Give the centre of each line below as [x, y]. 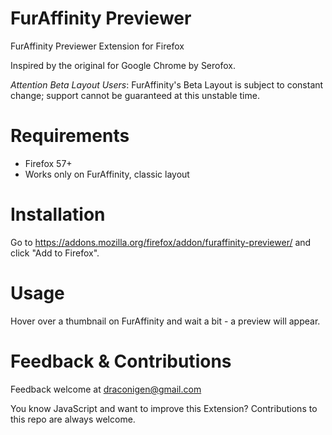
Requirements [70, 136]
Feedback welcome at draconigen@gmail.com [106, 389]
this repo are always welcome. [73, 419]
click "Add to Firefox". [55, 253]
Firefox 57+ [48, 163]
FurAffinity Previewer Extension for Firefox [97, 46]
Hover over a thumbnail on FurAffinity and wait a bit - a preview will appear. [165, 321]
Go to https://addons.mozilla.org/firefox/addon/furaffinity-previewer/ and [161, 242]
